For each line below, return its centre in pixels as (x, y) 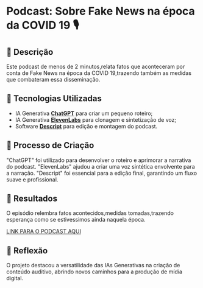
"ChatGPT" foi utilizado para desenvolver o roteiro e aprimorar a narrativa (99, 160)
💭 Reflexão (27, 251)
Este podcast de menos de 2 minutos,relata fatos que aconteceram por (96, 66)
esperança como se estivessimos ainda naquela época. (76, 220)
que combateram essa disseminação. (53, 79)
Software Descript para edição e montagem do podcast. (86, 126)
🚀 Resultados (32, 199)
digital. (15, 278)
